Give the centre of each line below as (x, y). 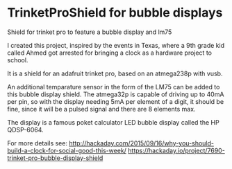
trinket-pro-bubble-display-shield (55, 158)
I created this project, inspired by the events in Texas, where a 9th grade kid (116, 45)
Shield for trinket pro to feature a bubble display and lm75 (90, 32)
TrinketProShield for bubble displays (115, 13)
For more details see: (38, 143)
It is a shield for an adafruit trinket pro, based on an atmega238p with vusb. (115, 73)
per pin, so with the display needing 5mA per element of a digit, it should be (116, 101)
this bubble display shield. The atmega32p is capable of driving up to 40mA (116, 94)
